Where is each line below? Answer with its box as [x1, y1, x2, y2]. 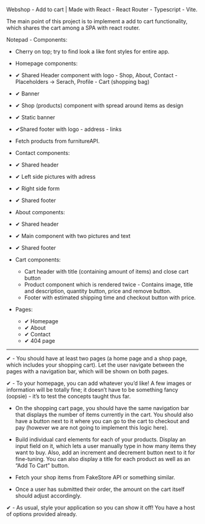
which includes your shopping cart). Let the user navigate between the [6, 361, 184, 369]
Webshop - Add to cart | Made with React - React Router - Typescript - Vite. [6, 6, 198, 13]
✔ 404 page [24, 337, 56, 344]
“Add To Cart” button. [15, 462, 70, 469]
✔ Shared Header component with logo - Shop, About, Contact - [15, 72, 178, 79]
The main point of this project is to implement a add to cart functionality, [6, 18, 188, 24]
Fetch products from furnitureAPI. [15, 138, 100, 144]
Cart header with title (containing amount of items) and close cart [24, 268, 189, 275]
